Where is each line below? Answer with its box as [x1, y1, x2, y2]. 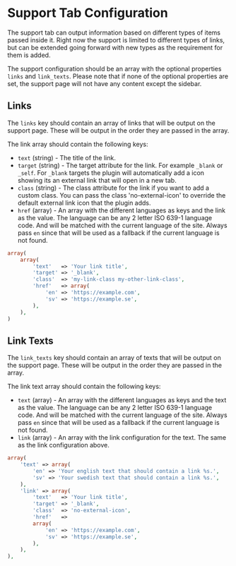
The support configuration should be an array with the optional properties [7, 64, 222, 73]
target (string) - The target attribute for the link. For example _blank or [17, 161, 223, 169]
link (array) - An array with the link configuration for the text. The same [17, 433, 227, 442]
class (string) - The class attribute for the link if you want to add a [17, 183, 210, 192]
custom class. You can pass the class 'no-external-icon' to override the [17, 191, 226, 199]
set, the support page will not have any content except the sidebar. [7, 79, 202, 88]
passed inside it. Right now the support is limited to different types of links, [7, 35, 225, 44]
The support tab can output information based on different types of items [7, 28, 221, 37]
